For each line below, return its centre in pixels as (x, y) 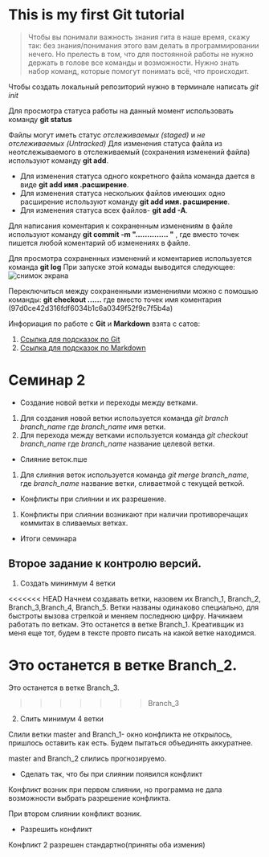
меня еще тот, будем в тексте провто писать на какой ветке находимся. (132, 633)
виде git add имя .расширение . (74, 184)
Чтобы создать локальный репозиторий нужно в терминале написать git (134, 87)
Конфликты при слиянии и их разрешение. (93, 499)
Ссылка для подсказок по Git (70, 339)
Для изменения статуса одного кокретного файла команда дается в (137, 176)
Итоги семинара (48, 538)
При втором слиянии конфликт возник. (75, 814)
